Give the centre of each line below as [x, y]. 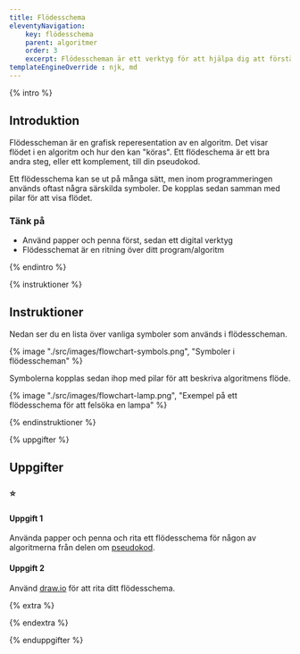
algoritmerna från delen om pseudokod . [82, 548]
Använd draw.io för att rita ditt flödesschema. [92, 588]
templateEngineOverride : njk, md [74, 68]
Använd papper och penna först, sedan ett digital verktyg [128, 240]
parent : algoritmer [62, 42]
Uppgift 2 [27, 567]
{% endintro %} [38, 267]
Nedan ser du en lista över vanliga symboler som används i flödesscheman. [148, 334]
